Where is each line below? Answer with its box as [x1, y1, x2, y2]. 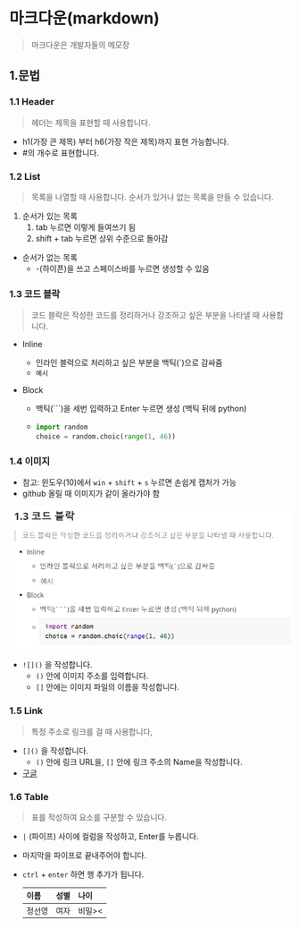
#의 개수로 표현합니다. [21, 147, 100, 158]
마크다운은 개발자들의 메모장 [30, 39, 130, 50]
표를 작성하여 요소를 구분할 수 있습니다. [30, 812, 168, 822]
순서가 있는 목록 [21, 210, 78, 221]
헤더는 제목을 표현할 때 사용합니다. [30, 117, 151, 128]
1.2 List [9, 170, 41, 183]
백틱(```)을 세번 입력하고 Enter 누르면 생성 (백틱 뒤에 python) [35, 404, 247, 414]
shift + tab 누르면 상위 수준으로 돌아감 [35, 233, 169, 243]
